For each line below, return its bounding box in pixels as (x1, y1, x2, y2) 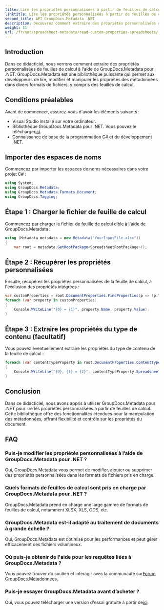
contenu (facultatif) (5, 333, 66, 341)
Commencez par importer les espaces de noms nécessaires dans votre (5, 166, 149, 172)
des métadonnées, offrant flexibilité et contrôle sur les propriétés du (5, 416, 142, 421)
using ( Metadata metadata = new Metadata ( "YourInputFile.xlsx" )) (5, 235, 141, 240)
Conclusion (5, 387, 41, 396)
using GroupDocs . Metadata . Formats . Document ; (5, 190, 97, 195)
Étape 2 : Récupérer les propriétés (5, 258, 111, 266)
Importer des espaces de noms (5, 153, 102, 162)
